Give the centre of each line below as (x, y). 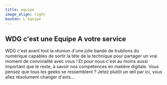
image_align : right (25, 14)
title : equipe (20, 10)
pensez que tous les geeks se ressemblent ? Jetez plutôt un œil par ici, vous (84, 72)
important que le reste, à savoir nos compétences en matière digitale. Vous (82, 67)
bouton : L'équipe (23, 19)
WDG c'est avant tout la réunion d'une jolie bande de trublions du (72, 51)
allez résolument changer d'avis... (40, 77)
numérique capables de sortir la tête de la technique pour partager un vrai (81, 56)
